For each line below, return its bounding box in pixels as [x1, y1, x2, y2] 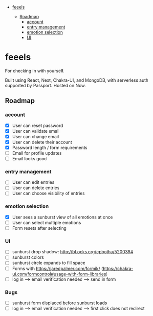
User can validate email [12, 128, 60, 134]
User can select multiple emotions [12, 219, 81, 225]
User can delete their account [12, 139, 72, 145]
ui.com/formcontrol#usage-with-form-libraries [12, 271, 107, 277]
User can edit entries [12, 179, 55, 185]
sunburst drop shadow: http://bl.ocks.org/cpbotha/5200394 [12, 249, 133, 255]
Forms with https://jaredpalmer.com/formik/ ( [12, 266, 103, 271]
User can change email [12, 133, 59, 139]
